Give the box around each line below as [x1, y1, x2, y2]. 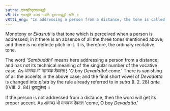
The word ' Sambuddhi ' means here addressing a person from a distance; [5, 57, 159, 63]
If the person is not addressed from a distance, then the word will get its [5, 95, 156, 101]
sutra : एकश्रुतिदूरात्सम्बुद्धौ [5, 7, 46, 13]
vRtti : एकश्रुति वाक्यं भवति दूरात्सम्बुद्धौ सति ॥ [5, 12, 79, 17]
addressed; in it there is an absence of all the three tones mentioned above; [5, 36, 164, 42]
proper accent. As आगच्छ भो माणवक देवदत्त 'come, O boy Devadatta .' [5, 100, 138, 106]
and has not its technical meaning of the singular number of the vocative [5, 62, 157, 69]
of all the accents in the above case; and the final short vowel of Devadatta [5, 73, 163, 79]
